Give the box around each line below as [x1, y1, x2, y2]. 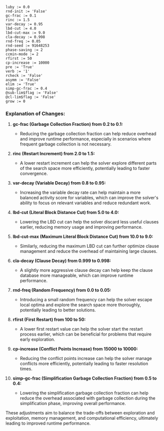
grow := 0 [5, 99, 26, 104]
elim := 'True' [5, 82, 37, 87]
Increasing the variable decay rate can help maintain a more [20, 190, 141, 195]
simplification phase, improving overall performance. [20, 401, 126, 407]
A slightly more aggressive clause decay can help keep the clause [20, 267, 153, 273]
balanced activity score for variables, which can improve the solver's [20, 195, 159, 201]
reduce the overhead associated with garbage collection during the [20, 395, 156, 401]
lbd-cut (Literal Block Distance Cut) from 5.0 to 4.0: [12, 210, 119, 215]
